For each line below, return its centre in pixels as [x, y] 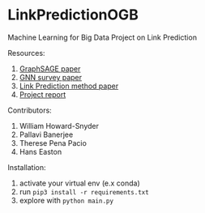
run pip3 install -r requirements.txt [84, 191]
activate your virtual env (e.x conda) [80, 183]
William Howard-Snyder [59, 126]
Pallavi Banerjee [46, 134]
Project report [43, 94]
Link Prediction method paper [69, 86]
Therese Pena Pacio [53, 143]
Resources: [26, 53]
